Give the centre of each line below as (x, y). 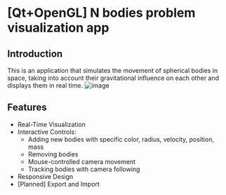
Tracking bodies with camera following (84, 169)
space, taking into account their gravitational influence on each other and (113, 78)
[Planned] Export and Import (59, 184)
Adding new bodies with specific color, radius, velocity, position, (121, 139)
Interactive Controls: (47, 132)
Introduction (35, 54)
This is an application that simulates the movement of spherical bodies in (113, 70)
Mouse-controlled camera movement (81, 161)
